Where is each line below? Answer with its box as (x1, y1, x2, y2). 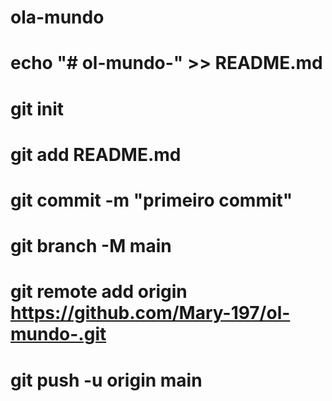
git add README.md (10, 143, 182, 166)
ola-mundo (10, 6, 105, 29)
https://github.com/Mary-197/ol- (10, 302, 291, 325)
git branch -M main (10, 235, 172, 258)
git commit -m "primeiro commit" (10, 189, 293, 211)
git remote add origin (10, 281, 188, 303)
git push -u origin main (10, 369, 203, 391)
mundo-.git (10, 323, 107, 346)
